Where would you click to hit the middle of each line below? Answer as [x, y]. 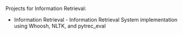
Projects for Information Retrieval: [46, 8]
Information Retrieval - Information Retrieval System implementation [96, 20]
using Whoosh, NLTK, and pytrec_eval [60, 26]
